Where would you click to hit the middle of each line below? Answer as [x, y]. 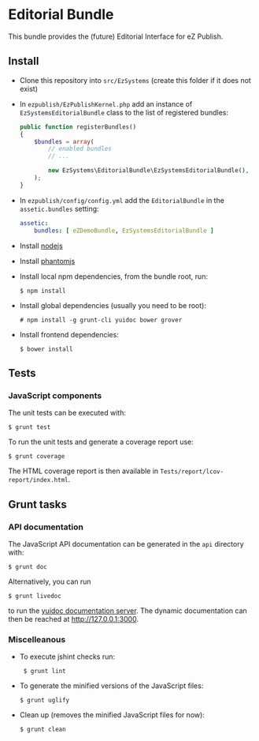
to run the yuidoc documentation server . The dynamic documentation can [128, 611]
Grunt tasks [37, 504]
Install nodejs [41, 246]
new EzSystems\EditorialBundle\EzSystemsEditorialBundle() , [149, 171]
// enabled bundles [80, 149]
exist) [28, 88]
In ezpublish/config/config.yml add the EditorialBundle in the [122, 200]
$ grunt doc [28, 566]
